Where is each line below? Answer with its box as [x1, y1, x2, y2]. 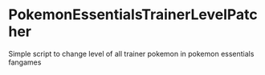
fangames [8, 57, 42, 67]
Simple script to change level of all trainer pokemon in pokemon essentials [8, 49, 255, 58]
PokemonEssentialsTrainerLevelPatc [8, 6, 259, 24]
